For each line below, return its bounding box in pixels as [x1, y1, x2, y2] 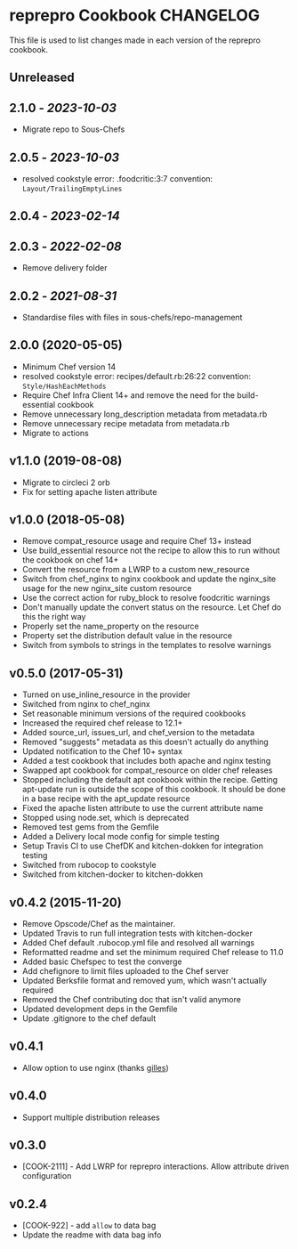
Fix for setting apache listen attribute [21, 486, 157, 497]
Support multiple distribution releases [21, 1112, 160, 1123]
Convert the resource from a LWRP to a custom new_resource [21, 564, 251, 575]
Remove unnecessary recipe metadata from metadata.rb [21, 418, 230, 428]
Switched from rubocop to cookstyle [21, 860, 157, 871]
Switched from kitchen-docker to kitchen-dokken [21, 869, 204, 880]
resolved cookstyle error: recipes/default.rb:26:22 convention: [21, 370, 252, 381]
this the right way [21, 612, 86, 622]
